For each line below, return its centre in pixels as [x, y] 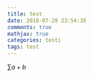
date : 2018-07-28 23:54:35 [47, 21]
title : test [25, 14]
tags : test [23, 47]
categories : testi [34, 40]
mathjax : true [28, 34]
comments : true [30, 27]
